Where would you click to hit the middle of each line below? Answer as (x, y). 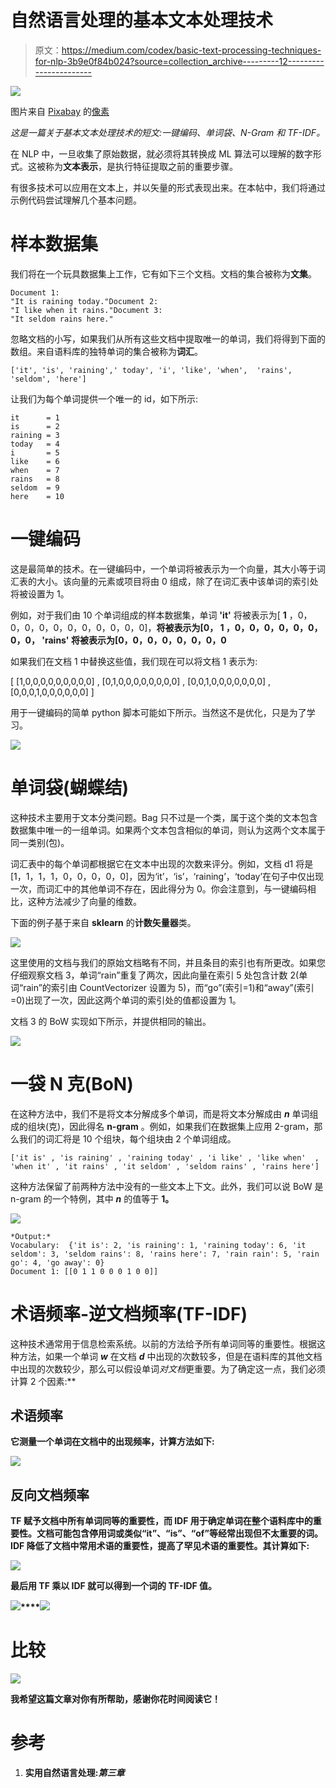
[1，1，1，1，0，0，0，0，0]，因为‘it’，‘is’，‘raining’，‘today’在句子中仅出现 (167, 876)
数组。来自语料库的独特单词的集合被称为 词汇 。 (106, 351)
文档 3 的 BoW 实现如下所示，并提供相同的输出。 (111, 1021)
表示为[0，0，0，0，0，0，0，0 (157, 640)
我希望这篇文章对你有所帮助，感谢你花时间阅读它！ (115, 1699)
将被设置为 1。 (40, 593)
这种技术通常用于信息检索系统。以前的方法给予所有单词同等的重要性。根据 (163, 1343)
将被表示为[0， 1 (190, 627)
